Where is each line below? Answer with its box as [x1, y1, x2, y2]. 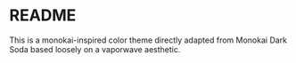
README [9, 5, 77, 26]
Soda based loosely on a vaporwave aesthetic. [9, 43, 181, 54]
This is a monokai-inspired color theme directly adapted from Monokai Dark [9, 35, 288, 45]
